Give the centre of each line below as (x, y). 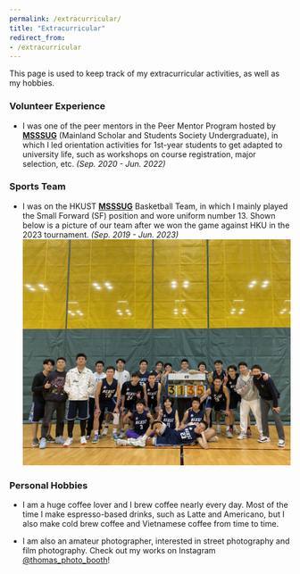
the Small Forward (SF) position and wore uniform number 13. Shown (149, 215)
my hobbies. (32, 83)
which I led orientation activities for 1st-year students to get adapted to (152, 145)
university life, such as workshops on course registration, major (139, 154)
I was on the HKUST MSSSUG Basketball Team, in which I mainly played (155, 206)
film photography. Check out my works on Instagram (119, 551)
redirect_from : (37, 37)
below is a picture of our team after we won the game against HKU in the (156, 225)
